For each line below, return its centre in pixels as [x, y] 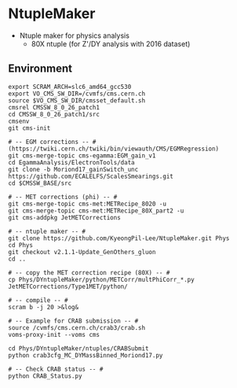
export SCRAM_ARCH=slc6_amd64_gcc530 [70, 87]
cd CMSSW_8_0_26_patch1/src [54, 114]
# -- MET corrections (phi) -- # [63, 197]
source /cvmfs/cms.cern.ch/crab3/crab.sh [77, 327]
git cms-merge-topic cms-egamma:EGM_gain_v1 [82, 155]
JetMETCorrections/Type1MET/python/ [68, 286]
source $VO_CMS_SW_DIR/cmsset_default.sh [77, 100]
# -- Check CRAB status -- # [56, 369]
